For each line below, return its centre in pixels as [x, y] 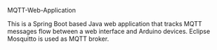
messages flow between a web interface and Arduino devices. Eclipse [109, 31]
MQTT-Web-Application [41, 10]
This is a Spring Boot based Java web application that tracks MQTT [105, 24]
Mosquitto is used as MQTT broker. [58, 39]
